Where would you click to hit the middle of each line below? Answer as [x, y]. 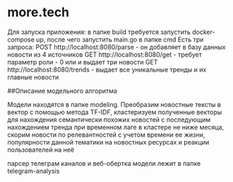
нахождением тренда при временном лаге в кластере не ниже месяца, [116, 127]
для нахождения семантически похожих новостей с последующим [109, 119]
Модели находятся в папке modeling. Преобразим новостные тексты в [114, 104]
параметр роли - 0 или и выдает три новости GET [83, 62]
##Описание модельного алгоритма [62, 91]
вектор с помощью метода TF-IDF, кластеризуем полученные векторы [115, 112]
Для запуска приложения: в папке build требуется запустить [99, 32]
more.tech [38, 12]
